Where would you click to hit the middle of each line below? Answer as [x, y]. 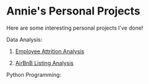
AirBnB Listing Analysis [44, 63]
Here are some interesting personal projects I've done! [75, 28]
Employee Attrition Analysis [49, 51]
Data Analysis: [24, 39]
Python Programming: [34, 74]
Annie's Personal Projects [73, 11]
